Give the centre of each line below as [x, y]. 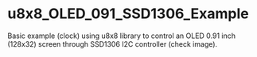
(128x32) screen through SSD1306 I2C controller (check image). [113, 44]
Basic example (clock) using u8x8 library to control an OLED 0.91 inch [122, 36]
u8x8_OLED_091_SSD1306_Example [128, 14]
